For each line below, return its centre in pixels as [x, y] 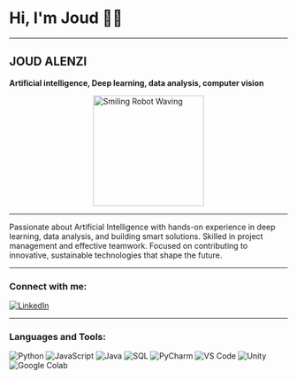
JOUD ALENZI [48, 62]
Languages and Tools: [57, 336]
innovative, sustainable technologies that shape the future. [116, 255]
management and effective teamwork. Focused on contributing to [129, 245]
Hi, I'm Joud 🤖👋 [66, 18]
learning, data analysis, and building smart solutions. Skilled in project [136, 236]
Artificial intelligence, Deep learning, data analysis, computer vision [137, 82]
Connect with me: [48, 286]
